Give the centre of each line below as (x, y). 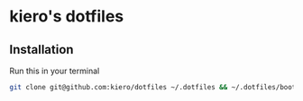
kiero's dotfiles (67, 17)
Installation (41, 50)
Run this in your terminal (55, 71)
